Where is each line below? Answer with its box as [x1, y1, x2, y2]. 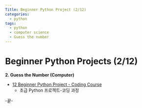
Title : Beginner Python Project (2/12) [5, 7, 87, 12]
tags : [5, 21, 16, 26]
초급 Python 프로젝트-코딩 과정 [19, 87, 79, 93]
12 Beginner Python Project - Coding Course [12, 81, 102, 87]
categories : [5, 12, 29, 17]
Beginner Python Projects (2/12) [5, 56, 138, 67]
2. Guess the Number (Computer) [5, 72, 74, 78]
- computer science [9, 30, 49, 35]
